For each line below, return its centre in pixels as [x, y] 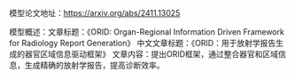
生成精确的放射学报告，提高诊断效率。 [94, 65]
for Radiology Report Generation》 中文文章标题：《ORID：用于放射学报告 [143, 43]
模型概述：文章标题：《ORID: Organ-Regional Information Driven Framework [147, 32]
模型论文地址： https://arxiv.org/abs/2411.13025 [95, 13]
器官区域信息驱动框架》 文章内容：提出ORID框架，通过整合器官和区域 [151, 54]
